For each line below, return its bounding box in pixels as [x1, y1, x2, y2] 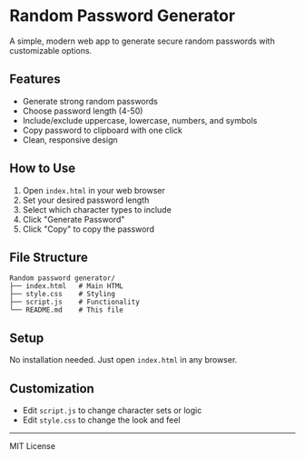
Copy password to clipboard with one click [22, 125, 183, 135]
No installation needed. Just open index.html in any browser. [9, 354, 238, 365]
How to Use [9, 161, 76, 176]
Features [9, 72, 61, 87]
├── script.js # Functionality [9, 297, 141, 307]
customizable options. [9, 45, 93, 55]
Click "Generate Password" [22, 214, 125, 225]
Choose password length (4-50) [22, 105, 143, 116]
